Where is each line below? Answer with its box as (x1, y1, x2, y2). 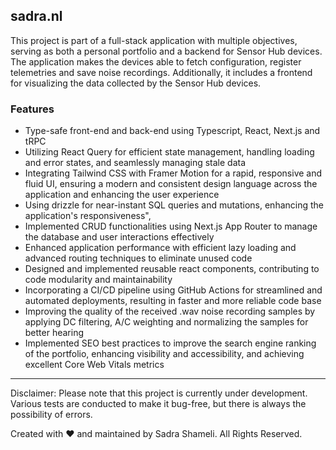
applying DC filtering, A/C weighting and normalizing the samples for (24, 316, 309, 328)
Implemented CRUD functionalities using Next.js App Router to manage (24, 220, 318, 233)
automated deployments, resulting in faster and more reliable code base (24, 295, 322, 307)
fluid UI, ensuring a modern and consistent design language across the (24, 178, 318, 190)
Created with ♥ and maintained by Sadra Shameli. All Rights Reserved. (10, 428, 303, 440)
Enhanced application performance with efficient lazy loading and (24, 242, 297, 254)
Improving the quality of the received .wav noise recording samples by (24, 305, 316, 318)
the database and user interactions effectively (24, 231, 215, 243)
